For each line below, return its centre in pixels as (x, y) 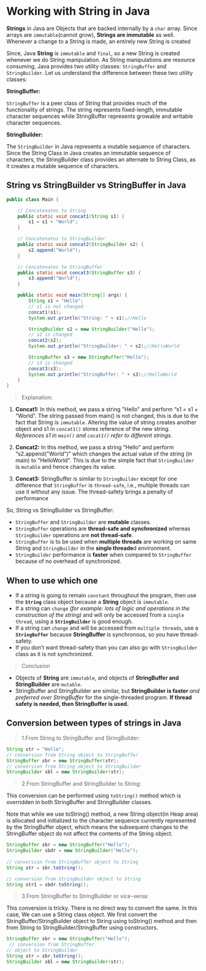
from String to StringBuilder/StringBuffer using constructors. (82, 927)
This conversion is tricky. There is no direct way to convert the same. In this (102, 908)
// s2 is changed (50, 335)
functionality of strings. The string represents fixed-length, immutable (94, 109)
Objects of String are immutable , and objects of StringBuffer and (97, 678)
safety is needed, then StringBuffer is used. (72, 704)
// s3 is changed (50, 363)
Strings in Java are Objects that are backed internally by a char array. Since (102, 28)
